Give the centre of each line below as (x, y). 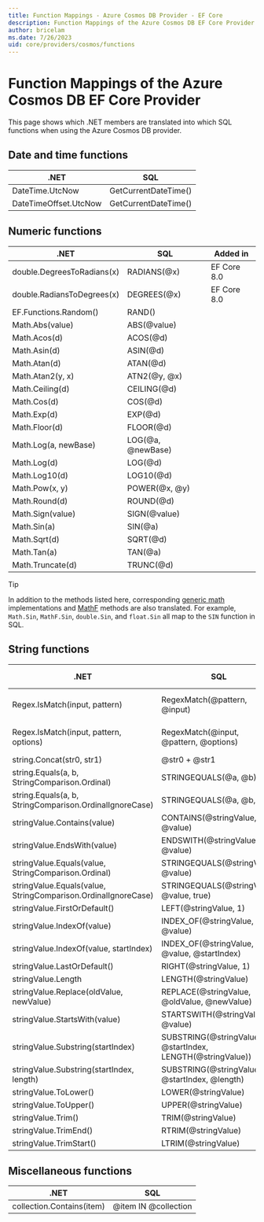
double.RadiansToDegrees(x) (66, 294)
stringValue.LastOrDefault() (63, 966)
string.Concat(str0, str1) (57, 759)
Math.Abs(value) (43, 325)
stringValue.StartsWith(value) (66, 1019)
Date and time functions (68, 155)
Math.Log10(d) (40, 475)
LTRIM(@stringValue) (200, 1143)
